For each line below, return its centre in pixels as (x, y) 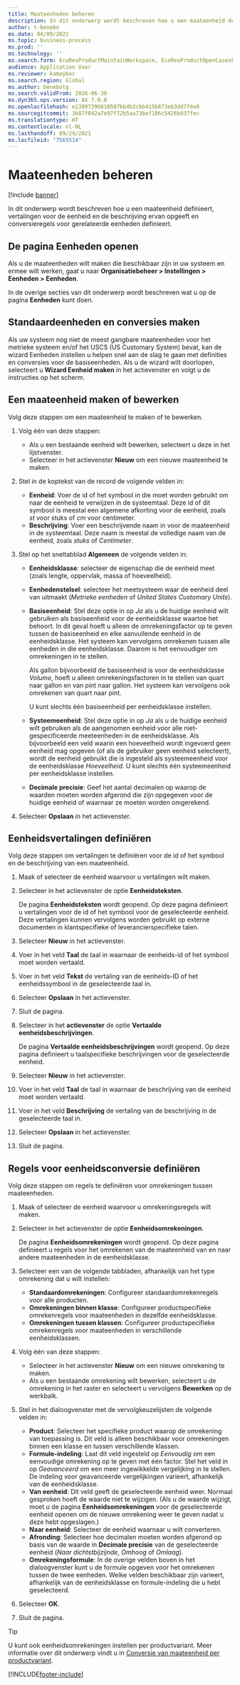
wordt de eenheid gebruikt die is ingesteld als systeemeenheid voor (129, 758)
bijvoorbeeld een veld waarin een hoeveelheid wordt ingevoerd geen (130, 743)
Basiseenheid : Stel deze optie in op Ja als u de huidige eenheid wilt (129, 611)
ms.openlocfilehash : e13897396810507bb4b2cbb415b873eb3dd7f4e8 (104, 107)
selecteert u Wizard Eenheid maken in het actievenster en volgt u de (109, 370)
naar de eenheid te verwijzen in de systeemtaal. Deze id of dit (120, 503)
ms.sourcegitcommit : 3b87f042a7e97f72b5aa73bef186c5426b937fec (104, 113)
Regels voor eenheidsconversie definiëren (104, 1169)
